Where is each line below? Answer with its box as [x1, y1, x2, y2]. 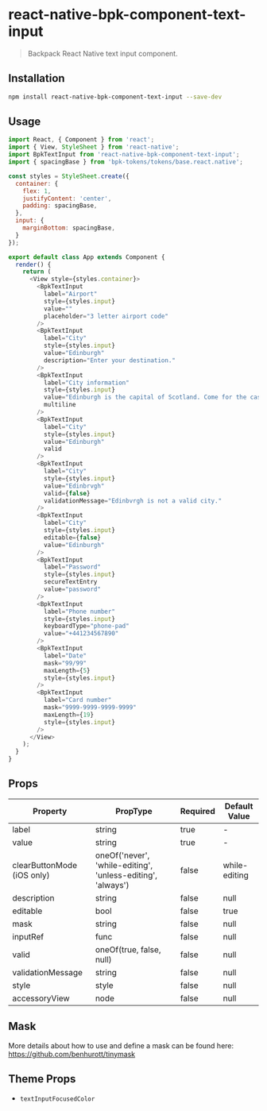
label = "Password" [43, 563, 102, 571]
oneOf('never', [95, 850, 150, 861]
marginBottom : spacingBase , [22, 224, 115, 232]
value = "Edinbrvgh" [43, 482, 105, 490]
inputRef [12, 931, 44, 942]
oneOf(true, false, [95, 943, 161, 955]
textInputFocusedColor [19, 1094, 95, 1103]
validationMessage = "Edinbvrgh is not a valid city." [43, 496, 222, 505]
